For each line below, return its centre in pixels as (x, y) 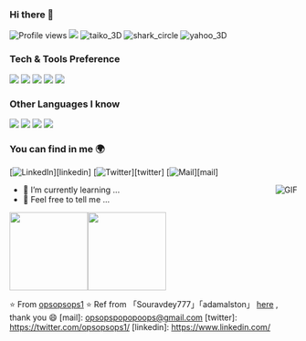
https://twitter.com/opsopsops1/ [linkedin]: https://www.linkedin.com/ (140, 327)
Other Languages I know (65, 104)
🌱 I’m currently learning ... (71, 190)
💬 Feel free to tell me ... (66, 200)
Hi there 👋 (32, 15)
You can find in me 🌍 (57, 149)
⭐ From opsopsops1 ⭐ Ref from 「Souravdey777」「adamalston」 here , (144, 305)
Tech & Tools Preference (65, 59)
